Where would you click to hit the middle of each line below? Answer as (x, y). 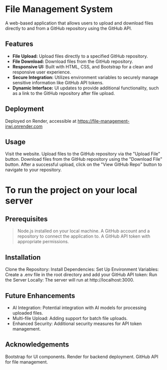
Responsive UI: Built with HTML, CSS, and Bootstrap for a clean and (83, 66)
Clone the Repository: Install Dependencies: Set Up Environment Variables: (82, 269)
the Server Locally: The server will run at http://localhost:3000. (70, 280)
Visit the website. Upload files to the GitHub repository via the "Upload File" (83, 154)
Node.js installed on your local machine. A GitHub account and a (83, 231)
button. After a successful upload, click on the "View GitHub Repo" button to (84, 165)
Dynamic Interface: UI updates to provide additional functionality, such (85, 88)
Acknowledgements (37, 345)
